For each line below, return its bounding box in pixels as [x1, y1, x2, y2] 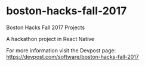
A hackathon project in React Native [6, 35, 95, 42]
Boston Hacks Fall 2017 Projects [6, 24, 85, 31]
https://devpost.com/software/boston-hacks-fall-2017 [6, 53, 139, 60]
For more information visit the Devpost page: [6, 46, 116, 54]
